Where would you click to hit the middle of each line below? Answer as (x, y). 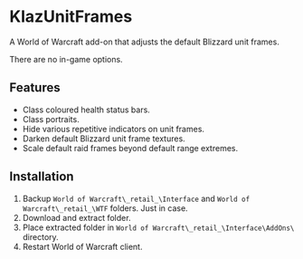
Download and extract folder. (76, 217)
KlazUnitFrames (71, 17)
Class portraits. (51, 119)
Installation (42, 177)
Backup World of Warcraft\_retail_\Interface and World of (136, 198)
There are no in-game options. (66, 59)
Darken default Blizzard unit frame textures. (104, 139)
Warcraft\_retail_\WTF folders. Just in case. (105, 208)
